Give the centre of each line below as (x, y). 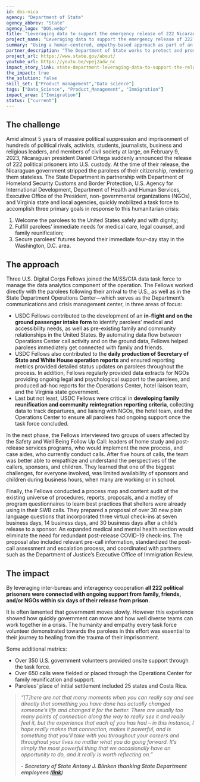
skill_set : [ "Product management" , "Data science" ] (70, 84)
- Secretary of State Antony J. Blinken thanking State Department (104, 766)
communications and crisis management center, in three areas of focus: (94, 304)
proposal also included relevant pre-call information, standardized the (92, 542)
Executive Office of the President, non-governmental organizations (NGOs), (99, 196)
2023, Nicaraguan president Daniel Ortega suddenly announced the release (99, 158)
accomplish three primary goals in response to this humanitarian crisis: (93, 209)
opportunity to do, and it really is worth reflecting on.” (87, 755)
